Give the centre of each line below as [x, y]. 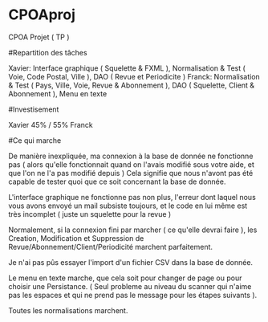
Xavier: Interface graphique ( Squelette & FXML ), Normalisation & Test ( [127, 68]
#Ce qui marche [35, 140]
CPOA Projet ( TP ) [39, 37]
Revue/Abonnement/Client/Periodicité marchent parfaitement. [111, 247]
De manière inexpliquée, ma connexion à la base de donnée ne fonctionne [131, 156]
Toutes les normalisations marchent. [68, 310]
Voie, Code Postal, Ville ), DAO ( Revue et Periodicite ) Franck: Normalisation [134, 76]
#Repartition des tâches [48, 52]
